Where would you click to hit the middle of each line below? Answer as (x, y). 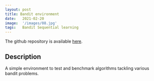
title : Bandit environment (32, 14)
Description (23, 57)
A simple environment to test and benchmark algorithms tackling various (77, 68)
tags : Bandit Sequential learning (42, 28)
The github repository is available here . (44, 41)
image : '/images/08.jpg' (31, 23)
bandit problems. (22, 73)
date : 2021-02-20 (25, 18)
